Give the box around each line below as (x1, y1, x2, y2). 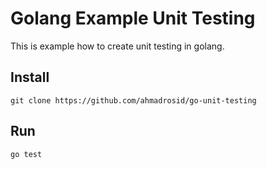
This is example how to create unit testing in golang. (10, 40, 225, 52)
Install (10, 69, 50, 86)
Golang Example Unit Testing (10, 7, 256, 30)
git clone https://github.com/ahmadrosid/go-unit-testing (10, 95, 257, 106)
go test (10, 149, 43, 159)
